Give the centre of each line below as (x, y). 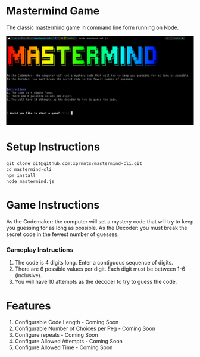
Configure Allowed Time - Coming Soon (64, 347)
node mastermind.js (30, 182)
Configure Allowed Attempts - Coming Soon (69, 342)
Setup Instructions (53, 147)
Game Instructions (53, 205)
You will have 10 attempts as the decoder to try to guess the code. (96, 282)
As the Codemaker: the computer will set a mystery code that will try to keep (100, 222)
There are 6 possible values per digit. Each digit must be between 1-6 (100, 269)
